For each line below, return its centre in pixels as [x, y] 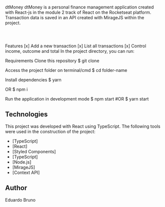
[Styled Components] [34, 151]
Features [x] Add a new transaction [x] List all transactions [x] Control [76, 46]
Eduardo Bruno [20, 200]
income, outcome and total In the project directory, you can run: [70, 51]
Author [16, 188]
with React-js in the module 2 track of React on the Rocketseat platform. [78, 12]
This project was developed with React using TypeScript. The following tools [83, 126]
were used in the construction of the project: [50, 131]
